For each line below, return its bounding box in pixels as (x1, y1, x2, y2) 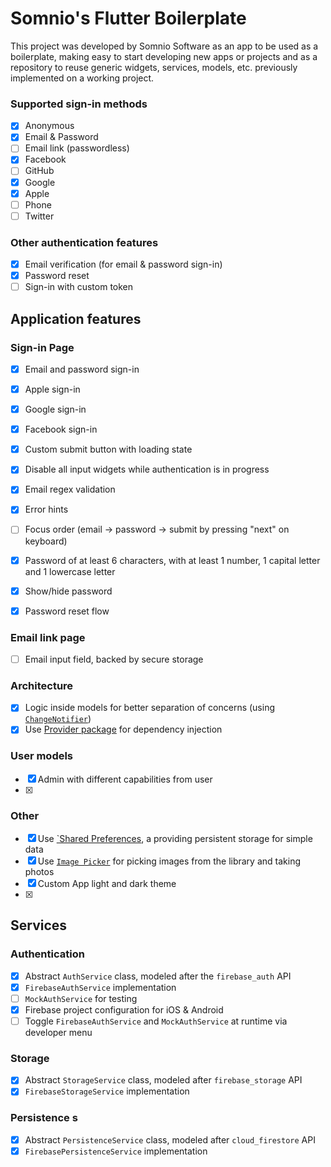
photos (24, 866, 55, 878)
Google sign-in (24, 403, 87, 416)
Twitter (24, 210, 55, 222)
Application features (10, 310, 142, 327)
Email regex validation (24, 483, 116, 496)
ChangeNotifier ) (24, 713, 92, 725)
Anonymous (24, 120, 75, 132)
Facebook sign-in (24, 423, 98, 436)
